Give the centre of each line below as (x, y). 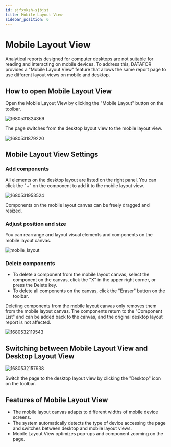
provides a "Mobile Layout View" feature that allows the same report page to (86, 70)
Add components (27, 169)
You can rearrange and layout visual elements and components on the (79, 235)
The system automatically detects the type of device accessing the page (89, 423)
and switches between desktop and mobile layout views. (72, 428)
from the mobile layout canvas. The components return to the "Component (84, 311)
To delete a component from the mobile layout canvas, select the (81, 274)
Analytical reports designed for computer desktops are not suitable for (79, 59)
